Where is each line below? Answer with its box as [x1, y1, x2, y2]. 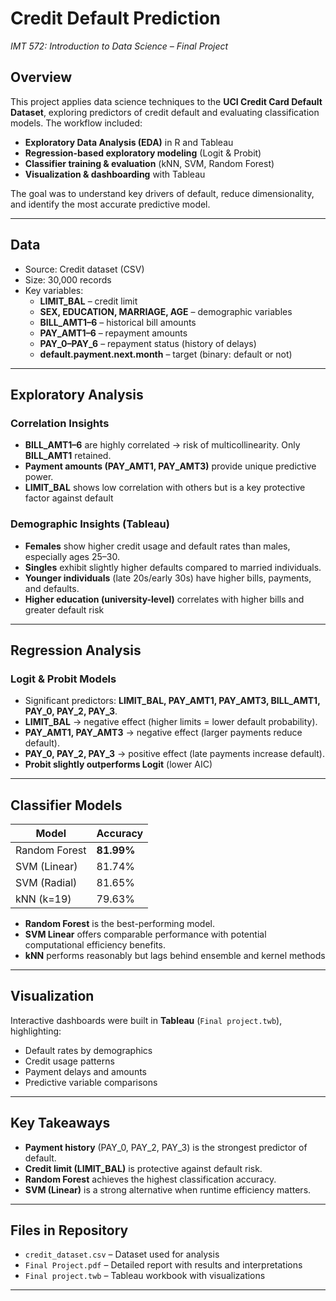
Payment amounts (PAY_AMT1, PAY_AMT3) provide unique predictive [24, 460, 317, 472]
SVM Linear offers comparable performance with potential [24, 928, 267, 941]
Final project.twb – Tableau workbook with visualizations [24, 1270, 266, 1282]
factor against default [24, 492, 114, 504]
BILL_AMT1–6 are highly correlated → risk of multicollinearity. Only [24, 439, 301, 451]
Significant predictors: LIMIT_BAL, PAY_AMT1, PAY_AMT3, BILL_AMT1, [24, 695, 321, 707]
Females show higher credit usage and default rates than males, [24, 540, 291, 552]
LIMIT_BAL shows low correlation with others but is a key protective [24, 482, 306, 494]
